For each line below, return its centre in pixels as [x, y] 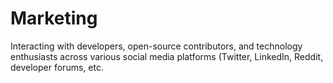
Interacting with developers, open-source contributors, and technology [156, 46]
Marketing [54, 18]
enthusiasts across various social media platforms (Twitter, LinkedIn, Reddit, [167, 56]
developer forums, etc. [57, 67]
